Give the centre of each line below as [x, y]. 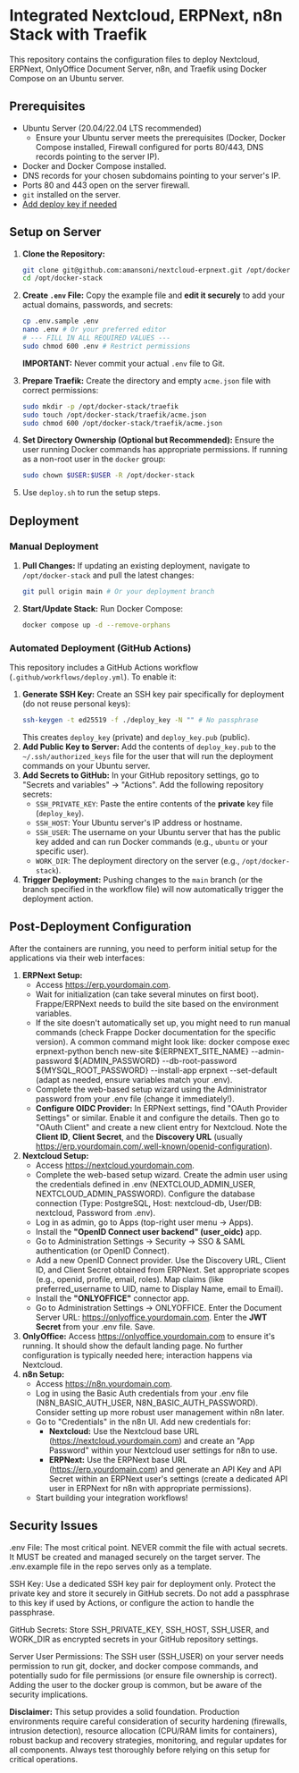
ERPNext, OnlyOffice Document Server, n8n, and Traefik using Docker [138, 69]
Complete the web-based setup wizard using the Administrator [151, 1089]
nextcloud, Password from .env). [96, 1212]
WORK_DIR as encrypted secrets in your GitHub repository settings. [134, 1639]
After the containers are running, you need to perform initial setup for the [143, 948]
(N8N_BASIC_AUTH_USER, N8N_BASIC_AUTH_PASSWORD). [147, 1402]
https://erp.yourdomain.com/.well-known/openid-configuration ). [154, 1146]
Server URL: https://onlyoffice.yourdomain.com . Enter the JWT [151, 1317]
